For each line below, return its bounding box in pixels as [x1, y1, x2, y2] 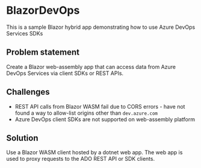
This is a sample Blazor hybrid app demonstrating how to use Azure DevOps [6, 23, 196, 31]
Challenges [6, 87, 50, 97]
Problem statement [6, 47, 80, 58]
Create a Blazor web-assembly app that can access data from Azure [6, 63, 176, 70]
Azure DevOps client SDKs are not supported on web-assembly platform [14, 115, 196, 123]
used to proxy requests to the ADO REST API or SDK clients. [6, 155, 155, 163]
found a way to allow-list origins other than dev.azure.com [14, 109, 158, 116]
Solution [6, 133, 39, 143]
